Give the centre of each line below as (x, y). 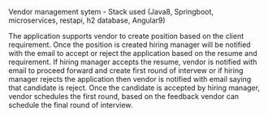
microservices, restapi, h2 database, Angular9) (87, 20)
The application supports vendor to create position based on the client (126, 36)
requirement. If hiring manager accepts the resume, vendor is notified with (133, 62)
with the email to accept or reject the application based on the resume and (133, 53)
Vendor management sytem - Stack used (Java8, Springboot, (111, 12)
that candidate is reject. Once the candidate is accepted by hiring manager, (134, 88)
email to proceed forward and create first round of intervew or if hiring (126, 71)
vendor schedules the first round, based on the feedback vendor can (124, 96)
